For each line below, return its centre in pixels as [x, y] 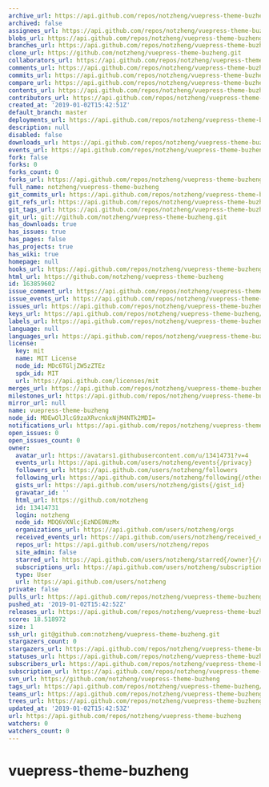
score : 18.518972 [37, 619]
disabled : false [35, 135]
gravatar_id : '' [42, 492]
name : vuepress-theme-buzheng [59, 411]
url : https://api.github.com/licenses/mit [87, 381]
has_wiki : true [34, 254]
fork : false [28, 157]
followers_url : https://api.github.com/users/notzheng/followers [127, 470]
